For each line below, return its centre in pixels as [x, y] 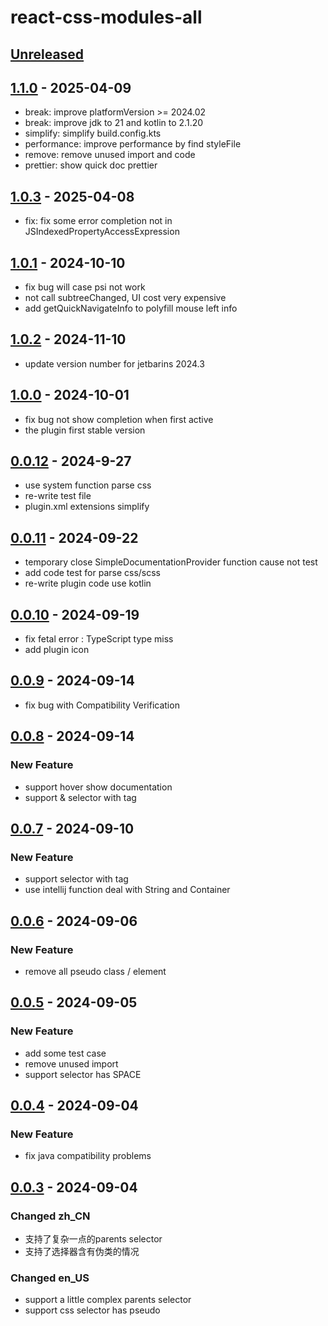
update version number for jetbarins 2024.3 [114, 363]
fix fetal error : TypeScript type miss [99, 639]
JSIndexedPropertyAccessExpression [102, 232]
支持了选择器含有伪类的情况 [82, 1252]
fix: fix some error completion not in [98, 221]
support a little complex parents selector [108, 1300]
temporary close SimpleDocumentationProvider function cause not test [171, 562]
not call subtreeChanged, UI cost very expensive [125, 298]
